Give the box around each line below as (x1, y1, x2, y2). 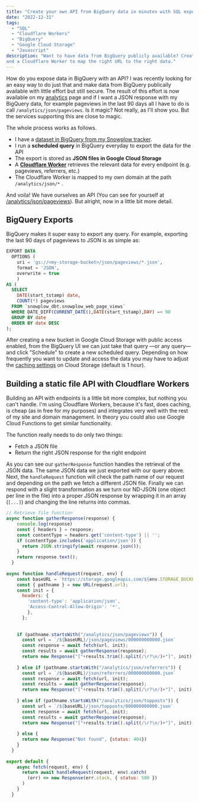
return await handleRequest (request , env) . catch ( (21, 770, 147, 776)
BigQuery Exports (6, 214, 73, 225)
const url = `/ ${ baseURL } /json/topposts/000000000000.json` (21, 703, 174, 709)
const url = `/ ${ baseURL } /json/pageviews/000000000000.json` (21, 637, 176, 643)
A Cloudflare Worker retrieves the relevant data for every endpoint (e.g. (14, 161, 191, 168)
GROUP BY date (11, 314, 46, 321)
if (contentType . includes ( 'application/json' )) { (17, 538, 142, 543)
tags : (6, 20, 20, 26)
